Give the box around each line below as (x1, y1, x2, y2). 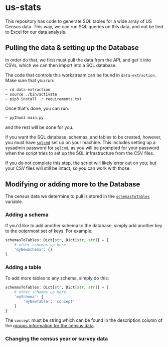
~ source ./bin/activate (5, 92, 57, 97)
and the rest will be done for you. (5, 124, 74, 130)
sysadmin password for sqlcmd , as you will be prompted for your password (5, 145, 159, 151)
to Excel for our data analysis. (5, 29, 67, 35)
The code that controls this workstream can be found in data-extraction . (5, 72, 156, 78)
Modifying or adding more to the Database (5, 180, 140, 188)
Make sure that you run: (5, 77, 55, 83)
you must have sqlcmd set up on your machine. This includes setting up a (5, 140, 156, 146)
